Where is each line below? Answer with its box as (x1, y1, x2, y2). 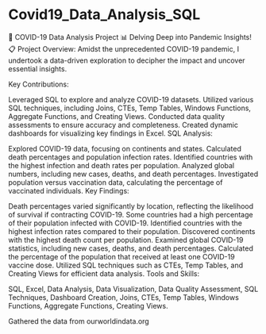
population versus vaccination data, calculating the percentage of (8, 177, 223, 187)
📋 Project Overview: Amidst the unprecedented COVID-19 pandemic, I (8, 44, 240, 53)
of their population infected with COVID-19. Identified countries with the (8, 218, 242, 228)
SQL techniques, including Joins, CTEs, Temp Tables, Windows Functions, (8, 103, 252, 113)
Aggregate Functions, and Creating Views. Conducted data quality (8, 111, 225, 121)
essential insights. (8, 63, 67, 73)
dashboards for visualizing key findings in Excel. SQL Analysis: (8, 129, 213, 138)
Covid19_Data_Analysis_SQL (8, 6, 201, 24)
